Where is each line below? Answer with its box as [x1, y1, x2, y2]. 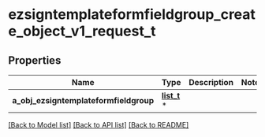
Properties [8, 54, 62, 67]
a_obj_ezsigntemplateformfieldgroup [12, 95, 155, 106]
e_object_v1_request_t [8, 22, 156, 40]
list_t [161, 91, 181, 101]
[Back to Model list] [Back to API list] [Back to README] [8, 120, 189, 129]
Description [188, 77, 234, 87]
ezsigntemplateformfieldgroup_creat [8, 6, 256, 24]
